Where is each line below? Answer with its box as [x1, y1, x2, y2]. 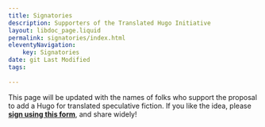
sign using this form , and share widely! [8, 109, 137, 119]
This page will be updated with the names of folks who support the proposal [8, 92, 258, 102]
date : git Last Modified [8, 56, 90, 64]
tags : [8, 63, 26, 71]
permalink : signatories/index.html [8, 33, 126, 42]
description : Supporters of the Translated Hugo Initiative [8, 19, 212, 27]
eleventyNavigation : [8, 41, 77, 49]
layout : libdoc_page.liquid [8, 26, 102, 34]
